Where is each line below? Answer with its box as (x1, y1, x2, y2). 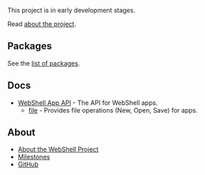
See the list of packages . (7, 59, 80, 67)
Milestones (17, 152, 51, 162)
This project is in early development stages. (7, 6, 136, 14)
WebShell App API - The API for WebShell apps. (17, 98, 158, 107)
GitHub (17, 160, 39, 169)
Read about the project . (7, 20, 77, 28)
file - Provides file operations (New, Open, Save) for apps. (28, 106, 198, 114)
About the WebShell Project (17, 145, 99, 154)
